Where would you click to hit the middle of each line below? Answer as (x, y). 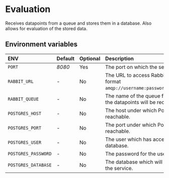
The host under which (131, 110)
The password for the (130, 153)
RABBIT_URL (21, 81)
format (113, 81)
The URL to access (127, 75)
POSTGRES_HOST (25, 113)
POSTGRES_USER (25, 142)
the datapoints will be (130, 102)
